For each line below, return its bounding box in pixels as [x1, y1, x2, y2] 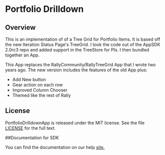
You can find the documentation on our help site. [5, 144, 105, 150]
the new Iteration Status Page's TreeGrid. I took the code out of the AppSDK [5, 42, 161, 48]
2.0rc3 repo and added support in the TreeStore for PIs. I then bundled [5, 47, 150, 52]
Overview [5, 23, 36, 32]
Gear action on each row [12, 82, 63, 88]
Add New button [12, 77, 46, 82]
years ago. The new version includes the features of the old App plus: [5, 67, 148, 73]
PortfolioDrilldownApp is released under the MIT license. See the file [5, 120, 145, 126]
